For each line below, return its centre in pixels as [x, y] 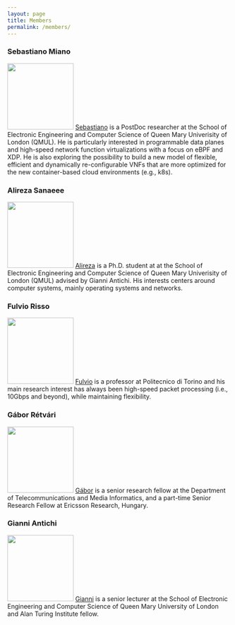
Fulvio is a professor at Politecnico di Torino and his [150, 382]
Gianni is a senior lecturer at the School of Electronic [151, 599]
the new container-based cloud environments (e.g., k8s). [90, 172]
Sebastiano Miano [39, 51]
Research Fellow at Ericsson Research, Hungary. [78, 505]
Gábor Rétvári [32, 415]
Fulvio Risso [29, 306]
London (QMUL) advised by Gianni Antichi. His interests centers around [111, 280]
